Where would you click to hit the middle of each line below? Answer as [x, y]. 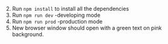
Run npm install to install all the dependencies [70, 9]
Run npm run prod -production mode [57, 21]
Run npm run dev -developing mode [56, 15]
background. [28, 34]
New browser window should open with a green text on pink [87, 28]
